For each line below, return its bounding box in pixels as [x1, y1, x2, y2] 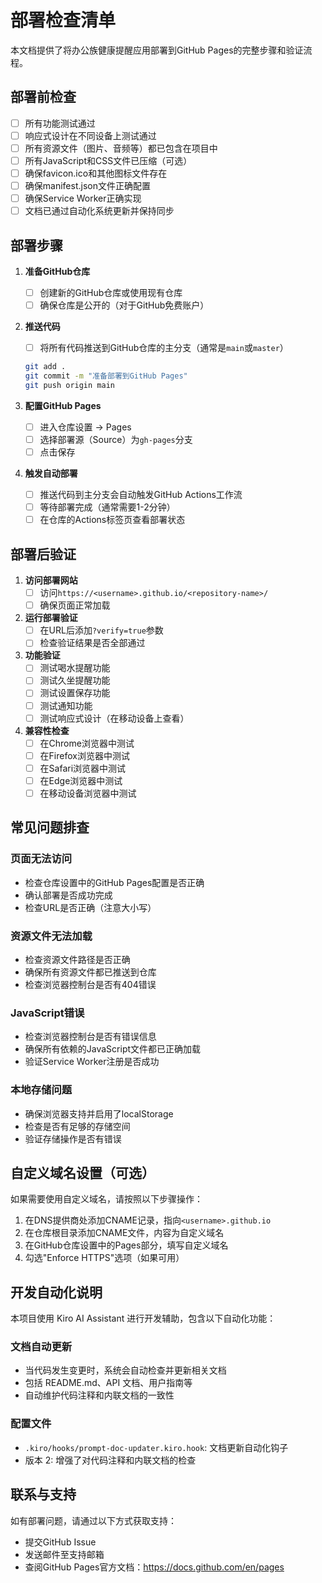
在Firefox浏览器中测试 [39, 749, 130, 761]
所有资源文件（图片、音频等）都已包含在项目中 [24, 142, 218, 154]
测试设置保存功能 [39, 687, 111, 699]
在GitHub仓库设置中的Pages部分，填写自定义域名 [24, 1239, 229, 1251]
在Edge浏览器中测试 [39, 774, 123, 786]
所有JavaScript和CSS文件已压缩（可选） [24, 154, 193, 166]
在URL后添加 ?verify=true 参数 [39, 624, 164, 636]
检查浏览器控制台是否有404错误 [24, 978, 157, 990]
